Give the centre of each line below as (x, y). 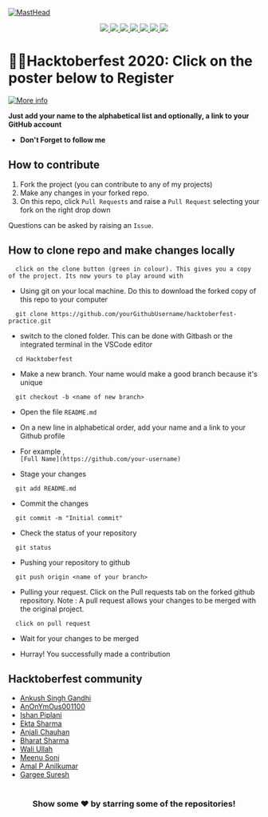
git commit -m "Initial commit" (69, 518)
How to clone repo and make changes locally (122, 251)
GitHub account (35, 124)
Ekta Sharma (41, 723)
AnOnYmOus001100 (52, 707)
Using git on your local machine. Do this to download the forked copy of (138, 290)
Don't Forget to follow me (63, 139)
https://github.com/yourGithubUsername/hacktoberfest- (144, 314)
